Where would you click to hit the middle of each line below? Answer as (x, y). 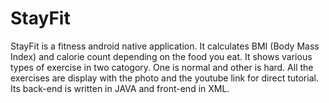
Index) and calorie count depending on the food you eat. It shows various (161, 56)
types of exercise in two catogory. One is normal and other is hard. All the (162, 67)
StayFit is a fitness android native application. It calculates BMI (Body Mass (165, 46)
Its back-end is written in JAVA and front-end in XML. (120, 88)
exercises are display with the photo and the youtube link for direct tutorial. (164, 78)
